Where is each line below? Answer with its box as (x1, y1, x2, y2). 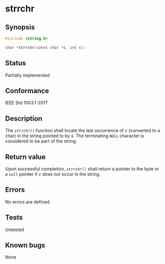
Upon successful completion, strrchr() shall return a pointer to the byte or (5, 166, 160, 172)
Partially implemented (5, 72, 50, 78)
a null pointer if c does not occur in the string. (5, 171, 101, 177)
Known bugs (5, 241, 46, 250)
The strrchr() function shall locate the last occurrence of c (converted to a (5, 128, 161, 134)
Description (5, 114, 42, 123)
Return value (5, 153, 46, 161)
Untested (5, 227, 24, 233)
